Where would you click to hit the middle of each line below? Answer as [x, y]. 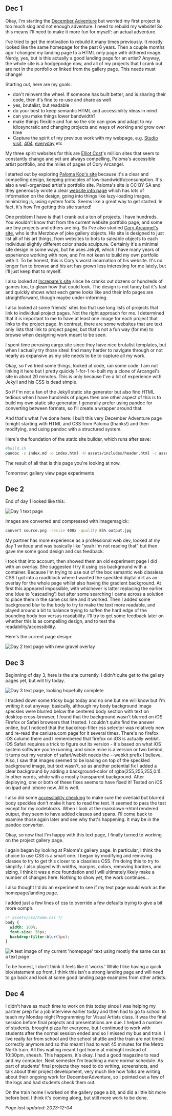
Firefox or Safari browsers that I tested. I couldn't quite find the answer [80, 722]
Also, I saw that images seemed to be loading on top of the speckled [78, 760]
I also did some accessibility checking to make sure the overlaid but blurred [85, 798]
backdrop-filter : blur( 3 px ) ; [40, 937]
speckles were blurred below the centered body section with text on [77, 711]
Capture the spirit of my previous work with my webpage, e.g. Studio [85, 138]
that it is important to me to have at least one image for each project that [81, 318]
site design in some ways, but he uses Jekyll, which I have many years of [82, 249]
